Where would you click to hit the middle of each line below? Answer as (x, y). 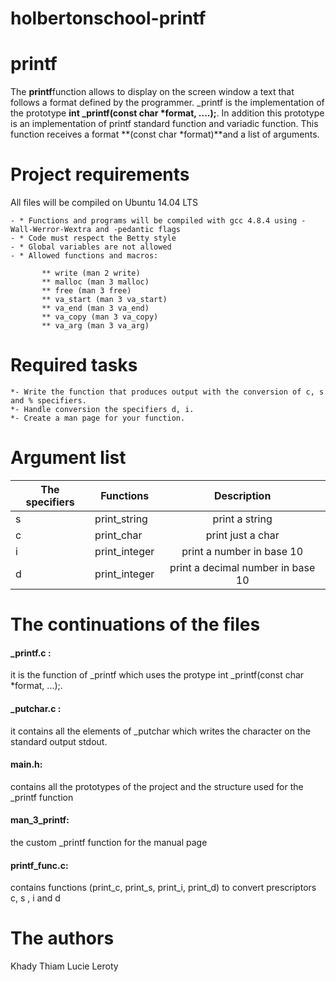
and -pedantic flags (138, 230)
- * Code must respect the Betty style (93, 238)
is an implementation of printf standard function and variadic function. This (164, 124)
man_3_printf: (40, 820)
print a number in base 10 (242, 551)
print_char (118, 535)
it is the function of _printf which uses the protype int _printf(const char (157, 675)
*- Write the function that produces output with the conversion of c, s (167, 392)
